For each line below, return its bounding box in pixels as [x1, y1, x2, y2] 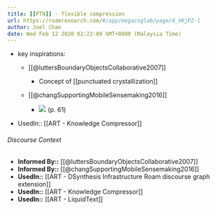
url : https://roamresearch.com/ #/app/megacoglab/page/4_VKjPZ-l [7, 17, 201, 24]
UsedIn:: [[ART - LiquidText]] [17, 195, 103, 204]
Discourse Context [7, 136, 61, 144]
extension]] [17, 180, 52, 189]
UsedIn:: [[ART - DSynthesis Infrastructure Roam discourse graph [17, 172, 211, 181]
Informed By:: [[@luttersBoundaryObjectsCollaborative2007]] [17, 157, 199, 166]
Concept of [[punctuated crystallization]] [38, 77, 158, 86]
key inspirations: [17, 50, 66, 58]
